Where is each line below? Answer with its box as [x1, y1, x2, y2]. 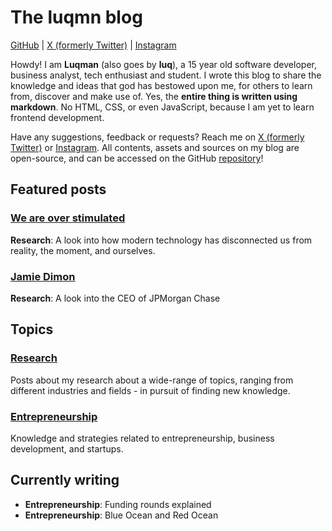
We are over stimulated [10, 211, 126, 225]
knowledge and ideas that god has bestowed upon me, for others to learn [10, 79, 313, 91]
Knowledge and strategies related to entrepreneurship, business [10, 432, 275, 444]
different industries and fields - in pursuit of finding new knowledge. [10, 384, 291, 396]
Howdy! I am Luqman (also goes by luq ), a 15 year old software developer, [10, 58, 317, 70]
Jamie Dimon [10, 269, 76, 283]
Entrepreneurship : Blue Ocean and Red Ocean [24, 509, 219, 521]
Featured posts [10, 181, 107, 198]
